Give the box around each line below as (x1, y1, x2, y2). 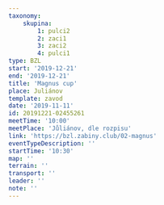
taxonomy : (8, 11, 42, 20)
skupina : (23, 19, 53, 27)
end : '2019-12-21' (8, 72, 70, 80)
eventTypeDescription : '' (8, 139, 95, 148)
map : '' (8, 154, 35, 162)
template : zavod (8, 94, 63, 102)
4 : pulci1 (37, 49, 70, 57)
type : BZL (8, 57, 42, 65)
